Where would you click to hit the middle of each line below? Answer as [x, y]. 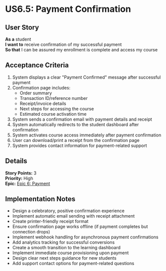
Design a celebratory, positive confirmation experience [68, 211]
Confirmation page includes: [41, 88]
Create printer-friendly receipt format [50, 222]
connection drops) [31, 232]
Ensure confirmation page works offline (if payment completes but [80, 226]
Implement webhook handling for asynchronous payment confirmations [85, 237]
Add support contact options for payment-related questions [73, 264]
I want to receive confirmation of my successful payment [64, 45]
